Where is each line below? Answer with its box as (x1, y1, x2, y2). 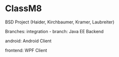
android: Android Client (5, 38, 52, 44)
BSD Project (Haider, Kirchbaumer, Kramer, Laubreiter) (5, 19, 115, 25)
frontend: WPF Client (5, 47, 47, 53)
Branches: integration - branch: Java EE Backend (5, 28, 104, 34)
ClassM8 (5, 3, 42, 14)
